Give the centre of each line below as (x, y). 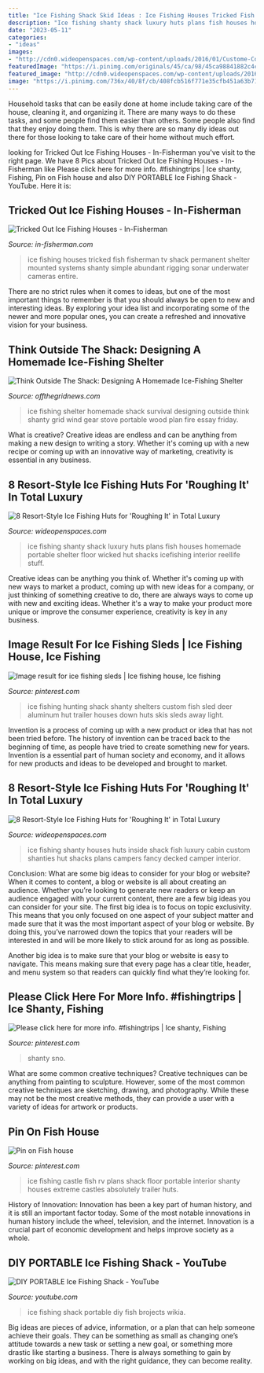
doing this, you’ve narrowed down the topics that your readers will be (121, 931)
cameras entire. (53, 277)
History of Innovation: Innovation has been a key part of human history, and (130, 1205)
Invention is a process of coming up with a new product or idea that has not (130, 730)
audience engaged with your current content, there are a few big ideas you (129, 898)
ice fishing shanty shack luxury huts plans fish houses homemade (134, 546)
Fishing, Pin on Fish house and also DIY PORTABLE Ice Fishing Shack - (123, 177)
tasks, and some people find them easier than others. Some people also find (132, 120)
